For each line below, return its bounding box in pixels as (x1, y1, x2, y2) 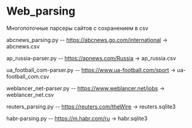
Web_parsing (6, 4, 76, 18)
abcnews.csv (6, 43, 40, 50)
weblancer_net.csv (6, 91, 54, 98)
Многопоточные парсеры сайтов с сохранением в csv (6, 24, 149, 32)
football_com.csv (6, 73, 50, 80)
